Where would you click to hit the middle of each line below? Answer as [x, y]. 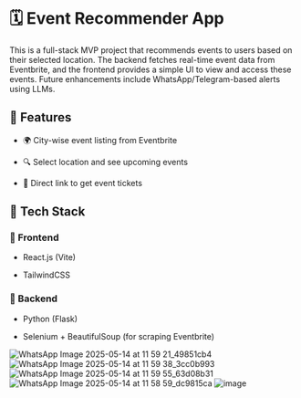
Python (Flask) [50, 319]
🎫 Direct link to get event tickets [83, 183]
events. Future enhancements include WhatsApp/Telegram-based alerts [145, 79]
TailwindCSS [47, 275]
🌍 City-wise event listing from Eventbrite [100, 140]
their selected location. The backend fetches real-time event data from [142, 59]
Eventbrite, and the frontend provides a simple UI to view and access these [150, 69]
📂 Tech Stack [47, 212]
